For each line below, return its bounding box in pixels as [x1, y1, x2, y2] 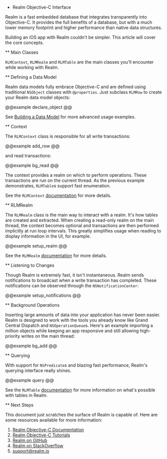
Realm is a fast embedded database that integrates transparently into [5, 14, 147, 20]
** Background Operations [5, 302, 60, 308]
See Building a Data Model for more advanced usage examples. [5, 114, 136, 120]
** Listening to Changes [5, 263, 55, 268]
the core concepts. [5, 40, 44, 46]
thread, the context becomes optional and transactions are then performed [5, 222, 159, 228]
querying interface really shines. [5, 368, 72, 373]
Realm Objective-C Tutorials [12, 432, 71, 438]
